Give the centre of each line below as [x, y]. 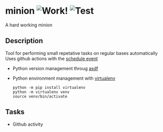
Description [24, 41]
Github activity [28, 124]
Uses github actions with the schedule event [52, 58]
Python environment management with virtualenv [64, 78]
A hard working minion [29, 25]
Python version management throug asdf [55, 68]
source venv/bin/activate [40, 96]
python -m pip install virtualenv [49, 87]
